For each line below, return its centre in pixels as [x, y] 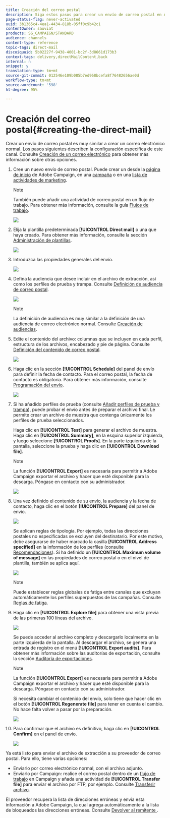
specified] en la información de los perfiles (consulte [68, 547]
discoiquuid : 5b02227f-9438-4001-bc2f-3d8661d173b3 [61, 52]
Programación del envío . [38, 385]
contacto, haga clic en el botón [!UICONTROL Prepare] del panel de [84, 506]
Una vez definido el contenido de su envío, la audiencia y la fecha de [84, 501]
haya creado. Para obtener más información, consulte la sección [80, 235]
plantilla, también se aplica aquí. [46, 563]
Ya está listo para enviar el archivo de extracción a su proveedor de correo [83, 753]
